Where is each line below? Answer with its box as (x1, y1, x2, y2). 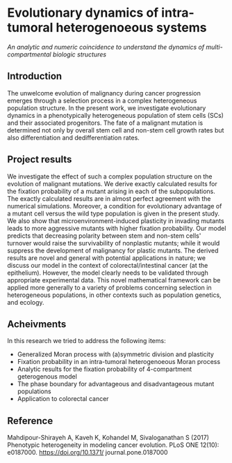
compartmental (7, 50, 51, 59)
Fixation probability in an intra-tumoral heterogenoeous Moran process (17, 358, 221, 366)
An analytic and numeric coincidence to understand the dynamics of (7, 43, 205, 51)
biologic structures (52, 50, 106, 59)
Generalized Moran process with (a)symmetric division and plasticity (17, 350, 214, 358)
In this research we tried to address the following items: (7, 337, 166, 345)
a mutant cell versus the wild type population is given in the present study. (7, 209, 220, 218)
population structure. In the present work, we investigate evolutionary (7, 103, 206, 112)
